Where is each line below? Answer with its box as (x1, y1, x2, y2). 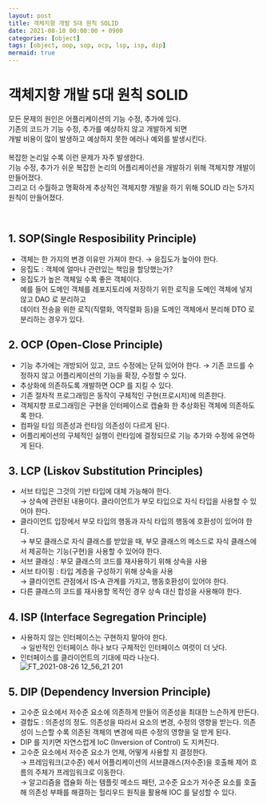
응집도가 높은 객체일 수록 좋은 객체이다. (19, 274, 142, 284)
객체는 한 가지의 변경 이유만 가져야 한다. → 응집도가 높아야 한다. (19, 254, 218, 264)
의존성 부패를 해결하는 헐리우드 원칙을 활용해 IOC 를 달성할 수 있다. (28, 787, 237, 797)
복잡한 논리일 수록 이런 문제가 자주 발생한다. (8, 152, 145, 162)
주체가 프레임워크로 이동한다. (34, 767, 126, 777)
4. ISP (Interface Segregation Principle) (8, 610, 207, 624)
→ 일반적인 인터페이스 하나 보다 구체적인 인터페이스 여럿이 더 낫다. (19, 643, 228, 652)
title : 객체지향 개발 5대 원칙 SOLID (8, 19, 119, 27)
